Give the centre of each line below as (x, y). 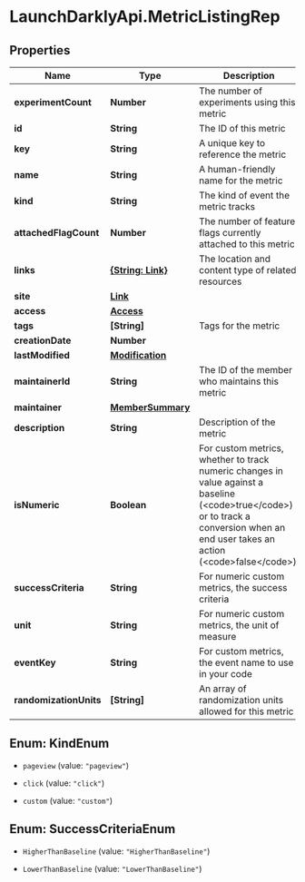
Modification (138, 355)
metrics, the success (243, 588)
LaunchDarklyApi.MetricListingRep (145, 17)
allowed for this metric (246, 711)
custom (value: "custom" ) (68, 800)
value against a (231, 482)
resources (221, 281)
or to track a (225, 516)
